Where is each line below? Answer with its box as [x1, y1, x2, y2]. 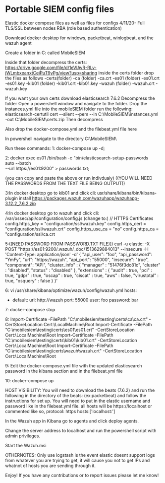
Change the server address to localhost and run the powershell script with [5, 427, 157, 433]
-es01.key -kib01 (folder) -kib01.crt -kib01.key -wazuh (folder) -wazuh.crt [5, 80, 155, 86]
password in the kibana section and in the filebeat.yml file [5, 368, 123, 374]
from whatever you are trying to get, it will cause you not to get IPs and [5, 457, 150, 463]
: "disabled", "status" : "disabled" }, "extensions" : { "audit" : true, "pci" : [5, 267, 153, 273]
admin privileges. [5, 433, 41, 439]
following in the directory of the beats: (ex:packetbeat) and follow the [5, 392, 147, 398]
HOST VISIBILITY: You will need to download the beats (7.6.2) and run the [5, 387, 155, 393]
